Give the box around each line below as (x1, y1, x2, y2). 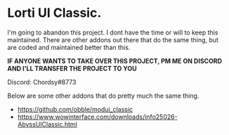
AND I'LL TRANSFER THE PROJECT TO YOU (7, 64, 137, 72)
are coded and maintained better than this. (7, 43, 131, 51)
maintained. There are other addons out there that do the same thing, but (7, 35, 219, 44)
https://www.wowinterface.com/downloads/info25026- (17, 112, 178, 121)
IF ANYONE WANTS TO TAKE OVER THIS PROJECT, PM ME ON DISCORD (7, 56, 223, 65)
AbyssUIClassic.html (17, 120, 77, 128)
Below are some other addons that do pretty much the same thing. (7, 91, 199, 100)
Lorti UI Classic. (7, 5, 102, 21)
